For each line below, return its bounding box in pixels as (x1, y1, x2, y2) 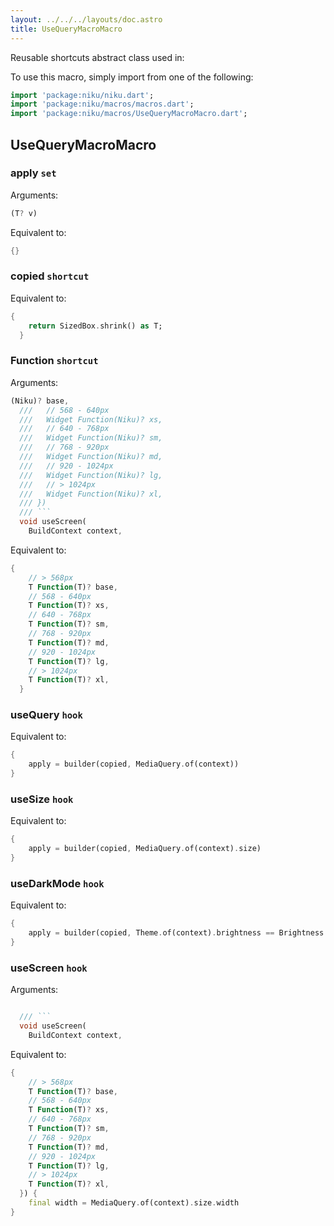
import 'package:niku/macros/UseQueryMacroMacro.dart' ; (10, 109, 248, 119)
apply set (10, 166, 57, 180)
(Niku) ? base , (10, 396, 70, 406)
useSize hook (10, 792, 74, 806)
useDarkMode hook (10, 876, 105, 890)
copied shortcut (10, 269, 90, 283)
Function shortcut (10, 354, 99, 368)
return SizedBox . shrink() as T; (28, 321, 163, 331)
